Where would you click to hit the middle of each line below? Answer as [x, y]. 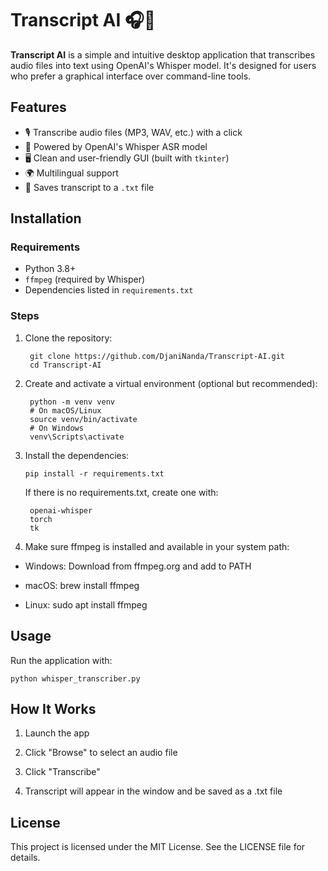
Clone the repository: [68, 338]
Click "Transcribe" [62, 772]
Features [38, 107]
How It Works [53, 708]
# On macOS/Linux [65, 410]
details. [25, 858]
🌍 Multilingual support [71, 173]
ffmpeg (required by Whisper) [85, 279]
